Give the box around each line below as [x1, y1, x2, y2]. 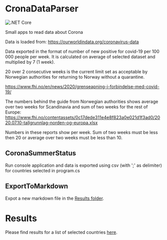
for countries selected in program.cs [5, 167, 80, 173]
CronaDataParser [5, 3, 79, 14]
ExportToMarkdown [5, 182, 68, 191]
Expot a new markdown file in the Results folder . [5, 195, 104, 201]
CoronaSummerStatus [5, 149, 76, 157]
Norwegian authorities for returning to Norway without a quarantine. [5, 74, 145, 80]
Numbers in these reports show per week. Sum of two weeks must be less [5, 129, 158, 135]
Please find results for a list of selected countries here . [5, 229, 118, 235]
